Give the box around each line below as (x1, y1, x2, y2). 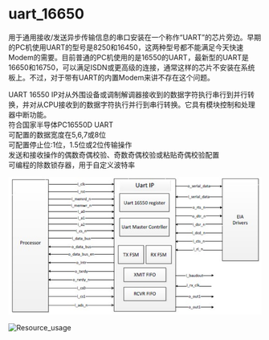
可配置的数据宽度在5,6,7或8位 (8, 129, 107, 139)
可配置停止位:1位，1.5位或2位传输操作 (8, 140, 132, 150)
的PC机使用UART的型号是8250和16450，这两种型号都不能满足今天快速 (8, 42, 243, 52)
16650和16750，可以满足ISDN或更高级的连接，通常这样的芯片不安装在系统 (8, 62, 255, 72)
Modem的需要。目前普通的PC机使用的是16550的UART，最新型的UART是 (8, 52, 249, 62)
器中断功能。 (8, 109, 51, 119)
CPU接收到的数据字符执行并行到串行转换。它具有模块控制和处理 (43, 100, 255, 109)
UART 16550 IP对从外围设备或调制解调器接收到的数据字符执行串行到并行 (8, 89, 248, 99)
